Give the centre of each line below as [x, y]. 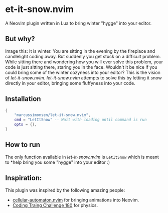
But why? [20, 39]
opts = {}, [26, 125]
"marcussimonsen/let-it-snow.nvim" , [53, 115]
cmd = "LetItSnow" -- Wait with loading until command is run [80, 120]
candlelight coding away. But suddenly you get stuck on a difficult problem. [83, 56]
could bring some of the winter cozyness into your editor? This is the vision [83, 72]
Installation [23, 99]
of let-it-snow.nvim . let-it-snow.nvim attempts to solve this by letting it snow [83, 78]
